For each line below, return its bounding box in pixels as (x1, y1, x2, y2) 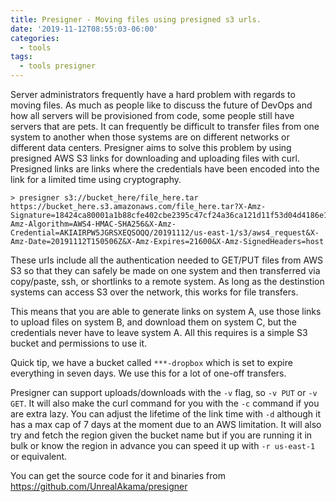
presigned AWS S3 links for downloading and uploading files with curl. (10, 152, 300, 164)
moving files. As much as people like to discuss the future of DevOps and (10, 99, 313, 111)
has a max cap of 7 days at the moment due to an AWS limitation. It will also (10, 419, 322, 430)
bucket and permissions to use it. (10, 337, 148, 349)
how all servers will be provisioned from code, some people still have (10, 110, 295, 121)
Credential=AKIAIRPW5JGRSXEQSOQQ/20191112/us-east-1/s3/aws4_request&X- (10, 228, 320, 238)
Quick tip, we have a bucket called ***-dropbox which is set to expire (10, 357, 293, 368)
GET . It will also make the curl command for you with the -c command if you (10, 397, 320, 409)
